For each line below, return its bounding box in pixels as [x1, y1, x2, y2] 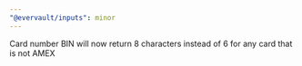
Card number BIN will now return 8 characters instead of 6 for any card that [9, 38, 293, 49]
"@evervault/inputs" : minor [9, 13, 116, 23]
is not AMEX [9, 47, 56, 59]
